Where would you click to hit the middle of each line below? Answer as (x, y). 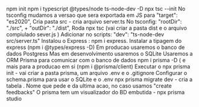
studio (14, 99)
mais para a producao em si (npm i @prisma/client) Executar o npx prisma (98, 66)
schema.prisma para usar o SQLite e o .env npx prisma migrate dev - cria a (99, 79)
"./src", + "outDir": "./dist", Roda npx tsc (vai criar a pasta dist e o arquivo (96, 28)
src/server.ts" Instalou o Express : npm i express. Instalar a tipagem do (94, 41)
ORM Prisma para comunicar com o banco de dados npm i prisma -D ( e (96, 60)
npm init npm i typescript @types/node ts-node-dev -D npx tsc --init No (96, 9)
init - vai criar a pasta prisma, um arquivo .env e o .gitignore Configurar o (97, 73)
